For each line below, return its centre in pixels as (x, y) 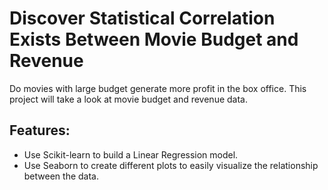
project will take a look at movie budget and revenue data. (128, 99)
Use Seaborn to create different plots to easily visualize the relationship (171, 165)
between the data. (61, 176)
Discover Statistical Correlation (142, 18)
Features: (40, 130)
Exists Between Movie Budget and (154, 39)
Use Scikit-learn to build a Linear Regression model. (131, 154)
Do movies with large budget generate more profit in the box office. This (158, 88)
